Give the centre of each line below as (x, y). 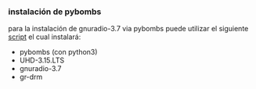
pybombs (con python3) (58, 52)
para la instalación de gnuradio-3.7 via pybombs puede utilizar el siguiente (128, 29)
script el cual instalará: (45, 37)
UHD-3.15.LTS (42, 60)
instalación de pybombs (55, 12)
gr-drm (31, 77)
